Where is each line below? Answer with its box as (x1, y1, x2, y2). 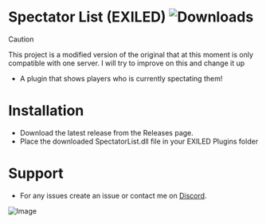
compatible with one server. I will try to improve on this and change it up (8, 58, 245, 68)
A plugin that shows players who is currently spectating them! (19, 73, 223, 83)
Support (8, 164, 64, 183)
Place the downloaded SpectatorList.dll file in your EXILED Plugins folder (19, 136, 259, 146)
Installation (8, 102, 84, 120)
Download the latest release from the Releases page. (19, 128, 194, 137)
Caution (8, 34, 34, 44)
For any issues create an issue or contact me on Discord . (19, 191, 207, 200)
